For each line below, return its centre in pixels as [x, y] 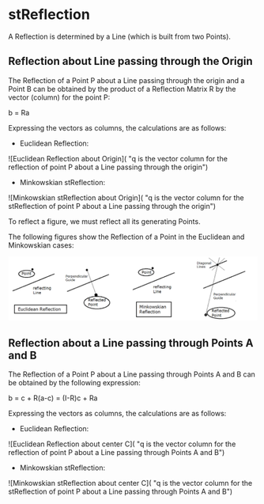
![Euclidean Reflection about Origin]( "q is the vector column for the [118, 158]
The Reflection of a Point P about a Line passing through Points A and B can [132, 374]
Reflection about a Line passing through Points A [131, 343]
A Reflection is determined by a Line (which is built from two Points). [120, 36]
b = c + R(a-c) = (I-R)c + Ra [53, 398]
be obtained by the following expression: [74, 382]
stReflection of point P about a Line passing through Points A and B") [121, 491]
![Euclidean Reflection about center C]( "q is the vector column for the [122, 444]
